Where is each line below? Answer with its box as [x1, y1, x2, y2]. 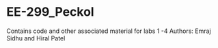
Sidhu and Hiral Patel [6, 34, 66, 42]
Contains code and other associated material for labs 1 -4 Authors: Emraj [6, 27, 211, 35]
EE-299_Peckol [6, 4, 94, 20]
